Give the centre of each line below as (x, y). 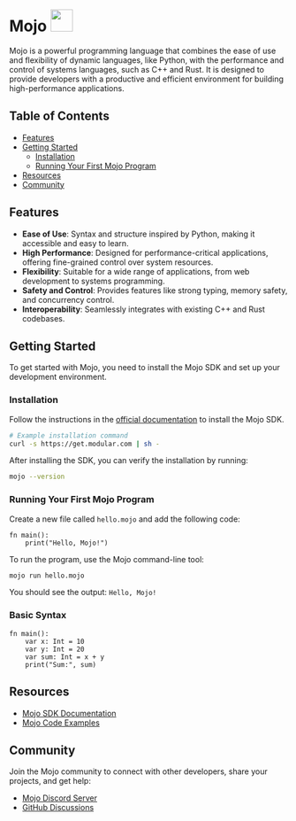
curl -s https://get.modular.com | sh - (85, 444)
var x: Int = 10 (55, 641)
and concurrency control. (68, 299)
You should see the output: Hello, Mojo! (83, 593)
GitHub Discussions (58, 808)
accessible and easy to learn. (76, 243)
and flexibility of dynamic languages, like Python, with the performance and (147, 60)
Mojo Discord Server (60, 798)
